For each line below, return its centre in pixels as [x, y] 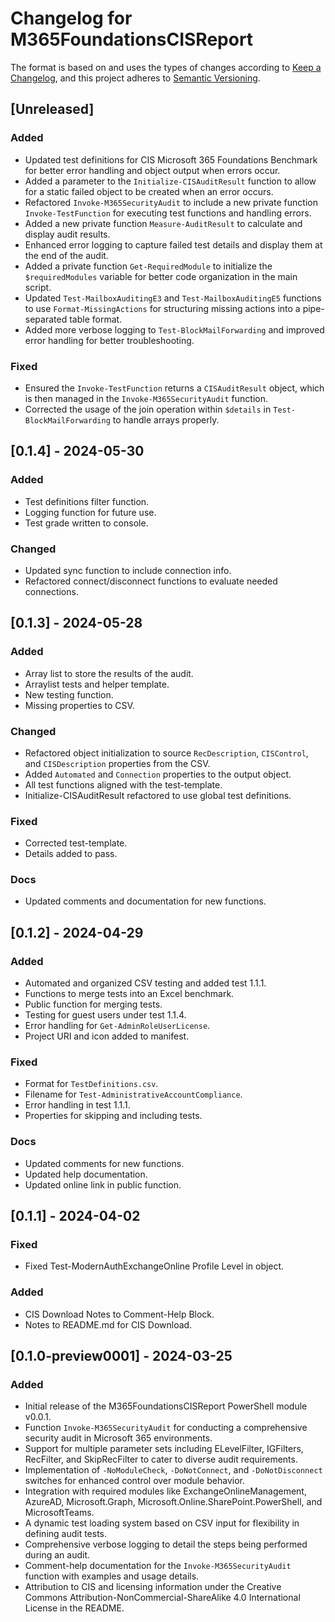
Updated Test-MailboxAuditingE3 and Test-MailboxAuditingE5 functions [173, 298]
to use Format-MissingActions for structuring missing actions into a [162, 308]
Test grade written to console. [86, 523]
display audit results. [67, 234]
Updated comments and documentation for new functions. [145, 901]
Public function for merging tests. [93, 1004]
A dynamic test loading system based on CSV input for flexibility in [162, 1523]
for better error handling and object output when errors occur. [152, 170]
